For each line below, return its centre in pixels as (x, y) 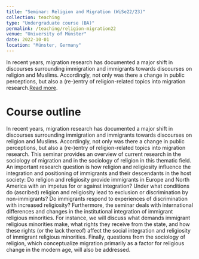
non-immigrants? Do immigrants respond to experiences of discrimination (97, 198)
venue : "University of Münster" (46, 34)
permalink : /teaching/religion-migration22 (61, 28)
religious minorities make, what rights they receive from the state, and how (98, 224)
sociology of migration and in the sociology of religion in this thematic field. (99, 160)
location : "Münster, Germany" (44, 46)
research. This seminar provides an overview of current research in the (94, 154)
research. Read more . (32, 88)
